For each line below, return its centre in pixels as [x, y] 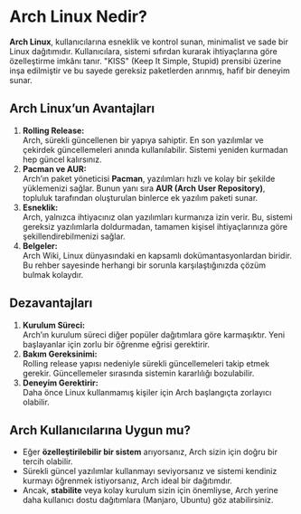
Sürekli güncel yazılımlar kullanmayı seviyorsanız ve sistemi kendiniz [150, 471]
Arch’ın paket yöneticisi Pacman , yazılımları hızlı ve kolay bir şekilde [149, 178]
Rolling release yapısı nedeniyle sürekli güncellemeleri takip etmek [146, 363]
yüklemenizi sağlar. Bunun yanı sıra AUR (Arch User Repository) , [144, 188]
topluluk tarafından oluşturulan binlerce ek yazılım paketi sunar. [140, 197]
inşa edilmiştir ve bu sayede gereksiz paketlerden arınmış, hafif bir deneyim [150, 71]
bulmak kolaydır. [53, 274]
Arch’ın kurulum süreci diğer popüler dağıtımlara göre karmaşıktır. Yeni [154, 334]
